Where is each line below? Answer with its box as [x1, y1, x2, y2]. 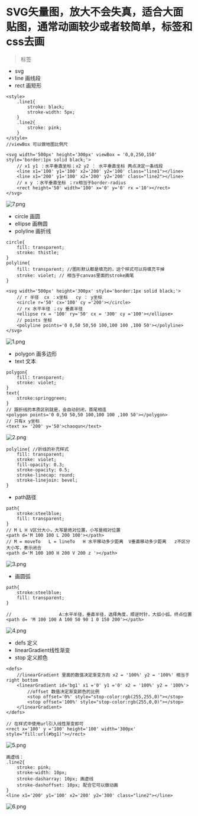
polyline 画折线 [14, 227, 51, 234]
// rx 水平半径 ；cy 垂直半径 [17, 306, 83, 312]
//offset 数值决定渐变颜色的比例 [27, 688, 100, 695]
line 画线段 [14, 75, 41, 82]
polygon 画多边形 [14, 350, 57, 357]
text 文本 [14, 357, 37, 364]
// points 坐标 [17, 317, 53, 323]
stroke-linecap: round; [17, 472, 76, 478]
